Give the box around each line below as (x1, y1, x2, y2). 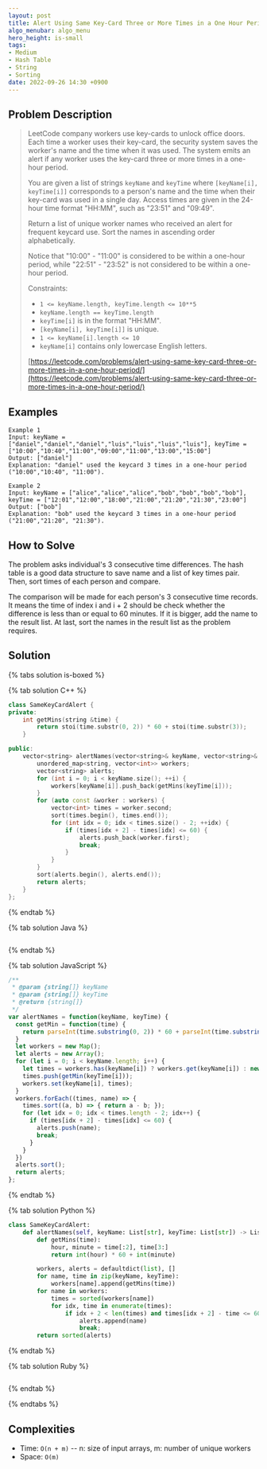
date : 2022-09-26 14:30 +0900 (8, 78, 109, 86)
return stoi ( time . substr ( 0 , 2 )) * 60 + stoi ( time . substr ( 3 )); (37, 723, 247, 731)
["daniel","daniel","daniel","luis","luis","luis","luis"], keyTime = (8, 440, 247, 448)
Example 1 (8, 427, 41, 435)
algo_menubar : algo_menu (8, 26, 91, 34)
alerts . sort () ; (15, 1161, 66, 1169)
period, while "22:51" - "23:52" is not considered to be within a (27, 260, 234, 269)
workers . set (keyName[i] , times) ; (22, 1080, 133, 1088)
